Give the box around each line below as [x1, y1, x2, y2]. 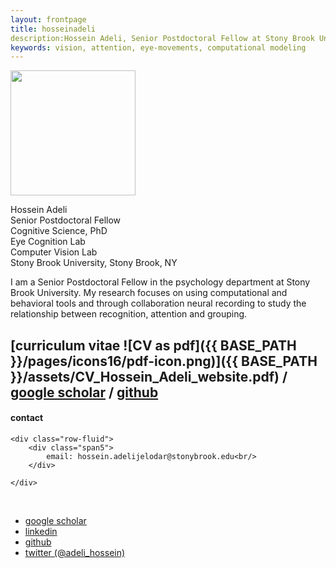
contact [10, 412, 44, 424]
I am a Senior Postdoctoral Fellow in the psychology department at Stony [10, 276, 311, 288]
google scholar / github [10, 384, 159, 401]
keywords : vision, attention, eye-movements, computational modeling [10, 42, 307, 53]
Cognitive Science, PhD [10, 225, 108, 237]
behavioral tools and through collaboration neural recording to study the [10, 297, 307, 310]
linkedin [24, 525, 58, 537]
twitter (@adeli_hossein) [24, 546, 126, 558]
